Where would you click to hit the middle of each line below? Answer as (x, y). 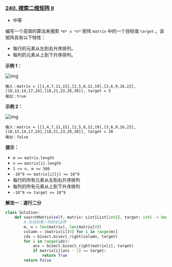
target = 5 (99, 91)
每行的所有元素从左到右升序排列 (46, 180)
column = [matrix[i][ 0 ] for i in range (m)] (71, 232)
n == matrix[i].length (37, 164)
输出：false (17, 137)
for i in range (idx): (47, 241)
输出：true (16, 97)
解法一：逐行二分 (23, 203)
